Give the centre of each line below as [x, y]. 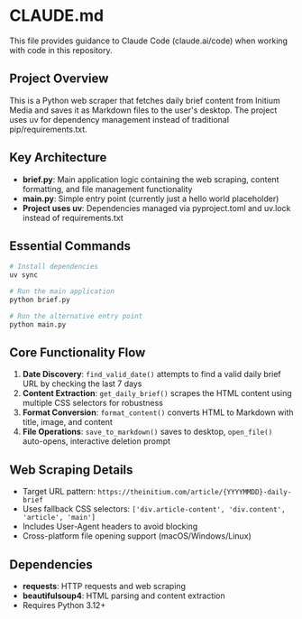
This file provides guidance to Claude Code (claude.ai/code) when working [149, 41]
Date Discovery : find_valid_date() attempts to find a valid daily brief [151, 374]
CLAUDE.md [57, 16]
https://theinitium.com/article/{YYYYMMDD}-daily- [195, 493]
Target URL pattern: [59, 492]
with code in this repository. [61, 50]
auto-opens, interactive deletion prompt [96, 441]
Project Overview [59, 79]
